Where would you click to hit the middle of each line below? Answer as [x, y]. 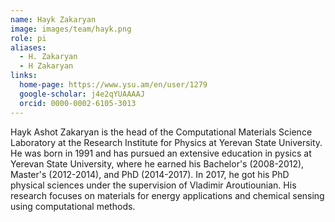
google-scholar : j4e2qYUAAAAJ [82, 94]
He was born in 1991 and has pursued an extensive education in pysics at [161, 153]
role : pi [28, 38]
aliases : [28, 47]
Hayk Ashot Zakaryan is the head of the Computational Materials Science [161, 132]
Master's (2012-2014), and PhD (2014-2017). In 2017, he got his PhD [150, 174]
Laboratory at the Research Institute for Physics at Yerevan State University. [166, 142]
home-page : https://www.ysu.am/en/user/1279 [113, 85]
